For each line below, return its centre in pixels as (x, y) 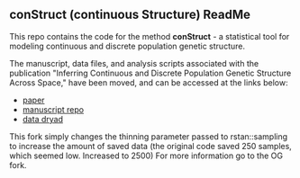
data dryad (42, 119)
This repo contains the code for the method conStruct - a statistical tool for (150, 36)
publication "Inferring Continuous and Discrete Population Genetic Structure (150, 73)
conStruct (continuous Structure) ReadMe (130, 15)
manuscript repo (53, 109)
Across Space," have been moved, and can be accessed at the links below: (149, 82)
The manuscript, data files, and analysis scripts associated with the (134, 63)
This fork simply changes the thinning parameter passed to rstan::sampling (149, 136)
